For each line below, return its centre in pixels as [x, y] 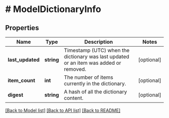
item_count [21, 80]
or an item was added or [93, 63]
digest [16, 95]
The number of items [88, 77]
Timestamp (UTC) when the [97, 50]
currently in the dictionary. [95, 84]
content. [74, 98]
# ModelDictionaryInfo [53, 9]
